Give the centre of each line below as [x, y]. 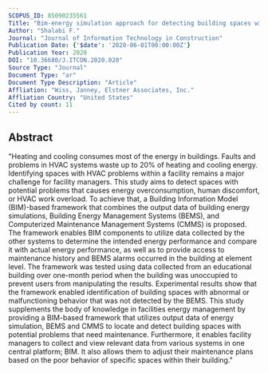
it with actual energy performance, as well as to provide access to [116, 249]
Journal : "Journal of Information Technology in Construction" [116, 38]
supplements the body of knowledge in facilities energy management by [127, 309]
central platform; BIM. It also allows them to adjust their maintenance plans [131, 351]
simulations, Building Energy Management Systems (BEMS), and [114, 216]
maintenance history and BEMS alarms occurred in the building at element [130, 258]
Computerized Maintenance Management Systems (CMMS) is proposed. [128, 224]
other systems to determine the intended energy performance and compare [133, 241]
